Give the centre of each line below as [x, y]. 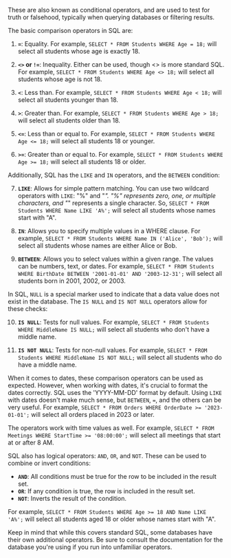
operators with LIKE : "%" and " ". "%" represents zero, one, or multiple [117, 196]
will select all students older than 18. [69, 120]
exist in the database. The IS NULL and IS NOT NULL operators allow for [108, 301]
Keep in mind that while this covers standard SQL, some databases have [110, 532]
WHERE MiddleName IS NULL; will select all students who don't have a [114, 329]
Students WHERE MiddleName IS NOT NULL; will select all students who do [120, 357]
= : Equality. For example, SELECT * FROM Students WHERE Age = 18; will [117, 44]
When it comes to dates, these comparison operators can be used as [106, 378]
